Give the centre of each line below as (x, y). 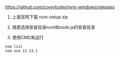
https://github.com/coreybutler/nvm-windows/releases (60, 7)
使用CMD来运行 (28, 37)
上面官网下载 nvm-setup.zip (40, 17)
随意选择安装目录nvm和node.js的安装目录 (54, 27)
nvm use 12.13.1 (21, 51)
